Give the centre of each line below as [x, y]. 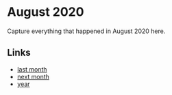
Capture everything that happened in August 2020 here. [86, 31]
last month [32, 69]
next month [33, 76]
